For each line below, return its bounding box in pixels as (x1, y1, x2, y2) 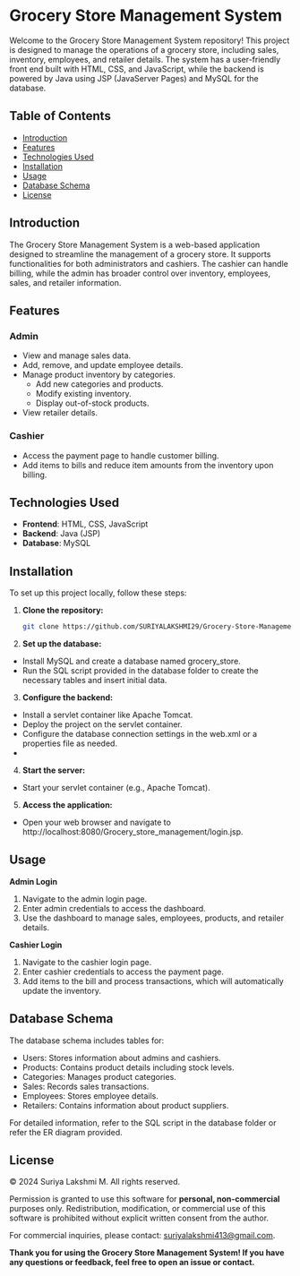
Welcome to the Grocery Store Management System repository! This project (9, 35, 290, 46)
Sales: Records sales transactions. (21, 1081, 150, 1092)
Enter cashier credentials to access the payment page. (21, 966, 224, 977)
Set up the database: (21, 638, 102, 649)
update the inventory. (21, 985, 101, 996)
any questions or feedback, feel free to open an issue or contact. (9, 1257, 255, 1268)
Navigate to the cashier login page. (21, 956, 152, 967)
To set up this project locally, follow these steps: (9, 587, 187, 598)
